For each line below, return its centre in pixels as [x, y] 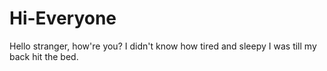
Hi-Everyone [63, 18]
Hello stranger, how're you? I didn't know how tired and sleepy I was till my [163, 46]
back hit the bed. [44, 56]
